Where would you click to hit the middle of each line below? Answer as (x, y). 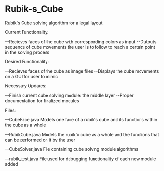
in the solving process (27, 52)
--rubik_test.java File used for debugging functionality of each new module (81, 159)
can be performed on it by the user (40, 140)
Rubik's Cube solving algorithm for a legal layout (54, 23)
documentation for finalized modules (42, 100)
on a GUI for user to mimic (32, 76)
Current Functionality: (27, 32)
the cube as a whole (25, 125)
